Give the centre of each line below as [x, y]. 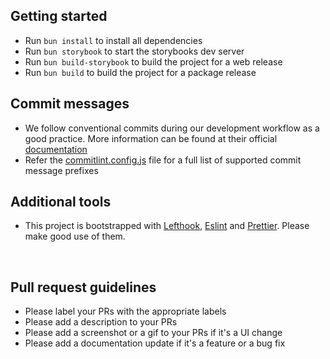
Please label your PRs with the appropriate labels [125, 311]
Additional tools [61, 202]
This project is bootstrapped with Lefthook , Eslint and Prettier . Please [167, 226]
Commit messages [70, 104]
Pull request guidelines [83, 287]
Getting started [59, 16]
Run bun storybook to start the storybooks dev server [134, 51]
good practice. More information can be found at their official [151, 138]
